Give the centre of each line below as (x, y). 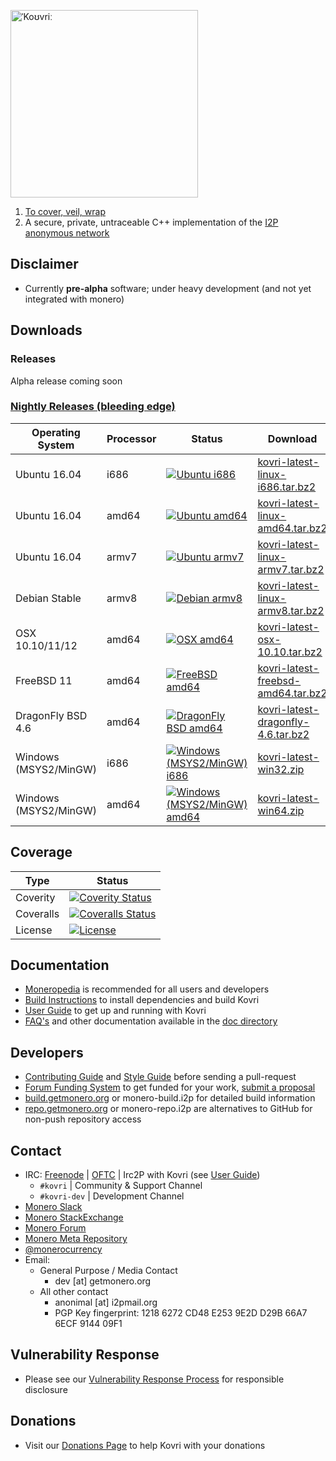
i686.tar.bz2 (287, 487)
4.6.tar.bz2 (283, 734)
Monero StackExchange (74, 1217)
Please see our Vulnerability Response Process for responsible (154, 1379)
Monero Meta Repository (76, 1239)
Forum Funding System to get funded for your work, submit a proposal (170, 1087)
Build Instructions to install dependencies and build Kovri (142, 1000)
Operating (56, 432)
